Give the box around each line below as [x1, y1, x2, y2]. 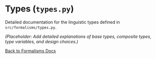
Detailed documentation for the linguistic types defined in [5, 19, 120, 25]
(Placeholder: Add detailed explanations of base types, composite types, [5, 34, 152, 39]
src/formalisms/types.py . [5, 24, 57, 30]
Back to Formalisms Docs [5, 48, 56, 54]
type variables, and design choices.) [5, 38, 79, 44]
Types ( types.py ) [5, 3, 74, 14]
